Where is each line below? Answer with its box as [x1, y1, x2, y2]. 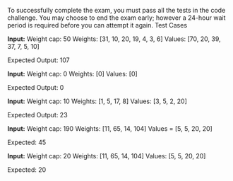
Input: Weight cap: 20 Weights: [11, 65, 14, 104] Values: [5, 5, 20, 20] [7, 152, 206, 160]
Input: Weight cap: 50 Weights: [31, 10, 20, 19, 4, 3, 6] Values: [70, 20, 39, [7, 35, 221, 43]
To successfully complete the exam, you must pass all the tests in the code [7, 6, 226, 14]
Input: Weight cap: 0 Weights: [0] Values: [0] [7, 70, 138, 78]
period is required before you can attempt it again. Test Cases [7, 21, 188, 29]
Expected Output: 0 [7, 83, 64, 91]
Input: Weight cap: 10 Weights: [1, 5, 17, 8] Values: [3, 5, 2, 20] [7, 97, 187, 105]
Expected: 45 [7, 138, 47, 146]
